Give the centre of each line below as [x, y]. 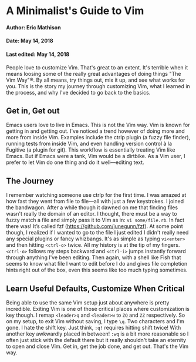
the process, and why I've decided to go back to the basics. [78, 92]
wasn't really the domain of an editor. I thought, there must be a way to [92, 214]
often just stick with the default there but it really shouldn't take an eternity [96, 340]
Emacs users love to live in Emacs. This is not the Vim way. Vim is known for [98, 125]
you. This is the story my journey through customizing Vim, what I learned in [98, 86]
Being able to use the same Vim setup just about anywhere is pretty [88, 303]
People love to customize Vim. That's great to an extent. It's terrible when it [97, 67]
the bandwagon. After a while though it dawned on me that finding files [92, 207]
